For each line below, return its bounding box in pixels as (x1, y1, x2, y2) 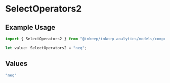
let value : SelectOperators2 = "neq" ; (5, 45, 87, 50)
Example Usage (5, 23, 56, 32)
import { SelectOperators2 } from (5, 36, 78, 41)
